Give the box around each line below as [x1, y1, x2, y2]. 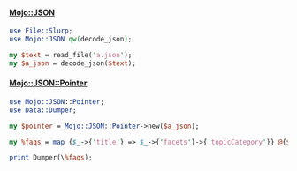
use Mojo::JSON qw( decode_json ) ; [9, 35, 133, 44]
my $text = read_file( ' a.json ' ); [9, 50, 133, 59]
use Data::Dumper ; [9, 106, 77, 115]
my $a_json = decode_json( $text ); [9, 58, 137, 68]
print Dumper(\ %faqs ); [9, 153, 93, 162]
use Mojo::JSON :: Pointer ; [9, 97, 104, 106]
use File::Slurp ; [9, 26, 73, 35]
